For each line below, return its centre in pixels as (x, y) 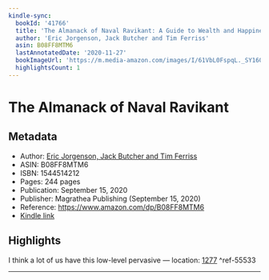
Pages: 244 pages (50, 182)
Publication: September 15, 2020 (74, 190)
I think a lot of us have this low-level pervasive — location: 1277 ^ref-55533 (132, 260)
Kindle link (37, 215)
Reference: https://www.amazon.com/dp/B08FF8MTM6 (112, 207)
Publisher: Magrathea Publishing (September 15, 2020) (110, 198)
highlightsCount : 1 (48, 68)
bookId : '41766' (42, 23)
